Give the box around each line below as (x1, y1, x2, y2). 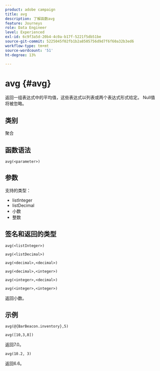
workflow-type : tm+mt (5, 43, 49, 48)
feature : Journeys (5, 21, 42, 26)
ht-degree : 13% (5, 52, 36, 58)
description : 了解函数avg (5, 16, 55, 21)
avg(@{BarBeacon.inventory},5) (5, 324, 69, 329)
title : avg (5, 12, 27, 17)
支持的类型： (5, 187, 31, 193)
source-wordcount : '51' (5, 48, 54, 53)
